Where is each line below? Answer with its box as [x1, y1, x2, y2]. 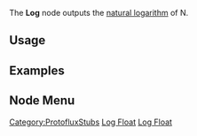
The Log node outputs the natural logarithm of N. [9, 8, 189, 18]
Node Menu [9, 93, 75, 109]
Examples [9, 63, 65, 78]
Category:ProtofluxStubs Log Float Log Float [9, 117, 173, 127]
